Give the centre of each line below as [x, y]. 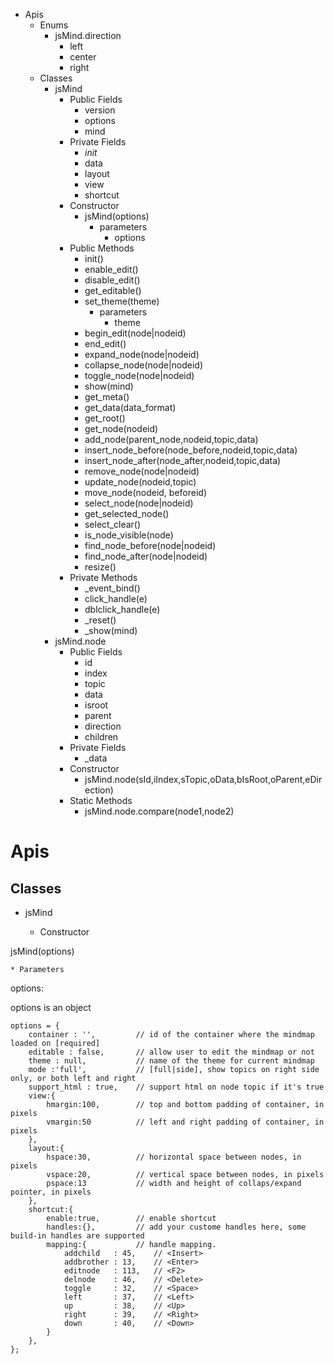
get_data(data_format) [130, 407]
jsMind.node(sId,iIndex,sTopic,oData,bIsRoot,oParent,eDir [203, 779]
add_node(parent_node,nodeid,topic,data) [171, 439]
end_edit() [105, 343]
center [83, 57]
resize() [100, 567]
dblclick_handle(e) [122, 609]
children [101, 737]
